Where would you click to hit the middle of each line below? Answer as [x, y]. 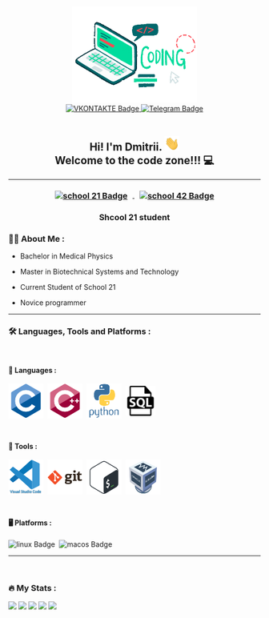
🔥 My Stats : [32, 588]
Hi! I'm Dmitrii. [126, 147]
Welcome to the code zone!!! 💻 [134, 161]
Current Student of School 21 [68, 287]
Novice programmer [53, 303]
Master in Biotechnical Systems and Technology [99, 271]
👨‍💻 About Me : [37, 239]
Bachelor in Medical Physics [66, 256]
